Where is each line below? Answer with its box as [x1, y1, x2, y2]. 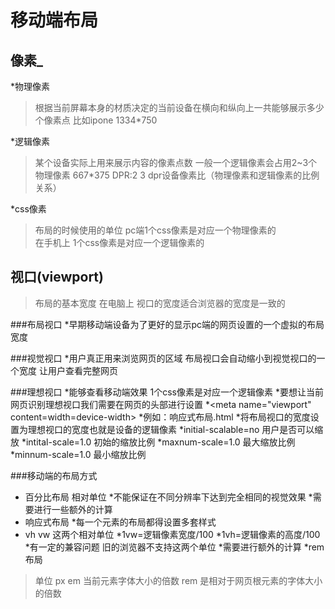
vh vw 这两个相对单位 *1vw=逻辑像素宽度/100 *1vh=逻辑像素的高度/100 [24, 528, 321, 540]
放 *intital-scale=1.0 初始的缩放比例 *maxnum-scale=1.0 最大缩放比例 [10, 436, 296, 448]
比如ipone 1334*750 [72, 114, 158, 126]
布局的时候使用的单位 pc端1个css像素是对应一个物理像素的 [34, 224, 277, 236]
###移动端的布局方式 [10, 469, 98, 481]
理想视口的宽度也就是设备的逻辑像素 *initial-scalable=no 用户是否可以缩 [27, 423, 324, 435]
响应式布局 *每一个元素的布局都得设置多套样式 [24, 516, 217, 528]
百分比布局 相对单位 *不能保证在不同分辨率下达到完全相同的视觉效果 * [24, 491, 313, 503]
